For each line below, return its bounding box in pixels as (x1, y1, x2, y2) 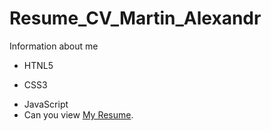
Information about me (9, 40, 99, 52)
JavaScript (23, 98, 69, 110)
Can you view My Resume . (23, 108, 134, 121)
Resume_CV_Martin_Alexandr (9, 7, 262, 30)
